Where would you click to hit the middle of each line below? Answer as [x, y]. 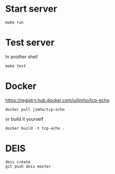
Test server [30, 42]
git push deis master [28, 166]
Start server [31, 9]
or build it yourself [24, 119]
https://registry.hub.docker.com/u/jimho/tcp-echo [57, 100]
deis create [18, 162]
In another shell [22, 56]
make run [15, 22]
